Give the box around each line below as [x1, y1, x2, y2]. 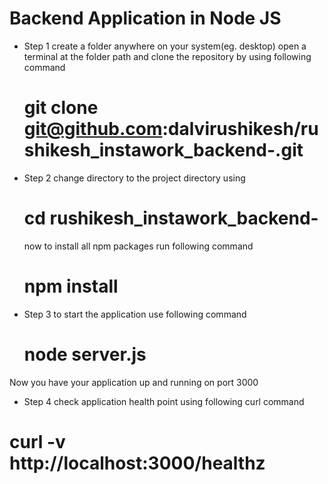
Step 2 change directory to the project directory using [23, 172, 246, 184]
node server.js [23, 343, 147, 366]
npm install [23, 275, 119, 297]
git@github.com [23, 118, 163, 141]
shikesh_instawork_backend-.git [23, 139, 304, 162]
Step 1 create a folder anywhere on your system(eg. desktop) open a [23, 40, 307, 52]
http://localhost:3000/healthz [9, 452, 266, 474]
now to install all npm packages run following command [23, 240, 254, 252]
